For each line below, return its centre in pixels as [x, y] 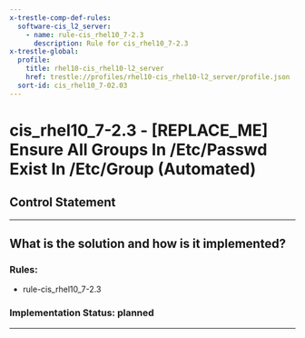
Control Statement [63, 202]
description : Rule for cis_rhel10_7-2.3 [111, 43]
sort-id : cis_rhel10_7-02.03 [73, 85]
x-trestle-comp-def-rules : [60, 18]
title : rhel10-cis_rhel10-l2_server [95, 69]
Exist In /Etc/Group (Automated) [133, 169]
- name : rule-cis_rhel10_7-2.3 [85, 35]
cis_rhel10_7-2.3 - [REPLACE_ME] [139, 130]
